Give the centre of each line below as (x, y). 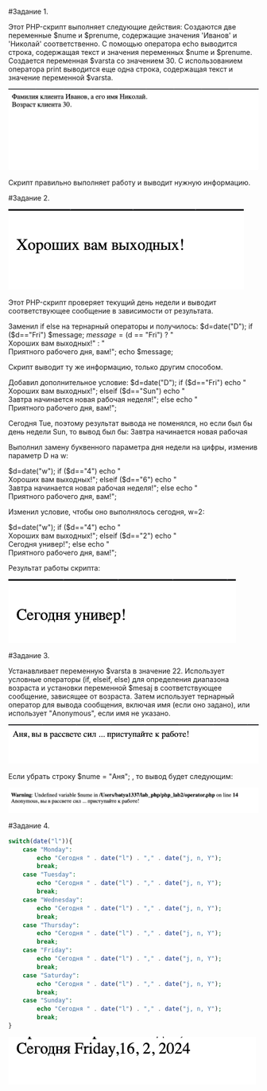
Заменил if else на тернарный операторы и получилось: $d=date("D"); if (130, 326)
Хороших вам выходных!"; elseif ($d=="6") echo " (93, 479)
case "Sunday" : (48, 1001)
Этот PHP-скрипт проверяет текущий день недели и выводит (112, 302)
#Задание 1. (29, 12)
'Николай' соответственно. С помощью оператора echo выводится (123, 44)
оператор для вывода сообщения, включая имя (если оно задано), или (129, 704)
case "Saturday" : (51, 975)
